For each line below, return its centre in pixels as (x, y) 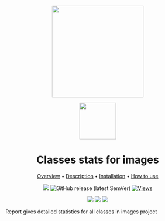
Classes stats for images (98, 160)
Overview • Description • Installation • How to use (98, 176)
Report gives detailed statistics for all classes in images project (81, 212)
